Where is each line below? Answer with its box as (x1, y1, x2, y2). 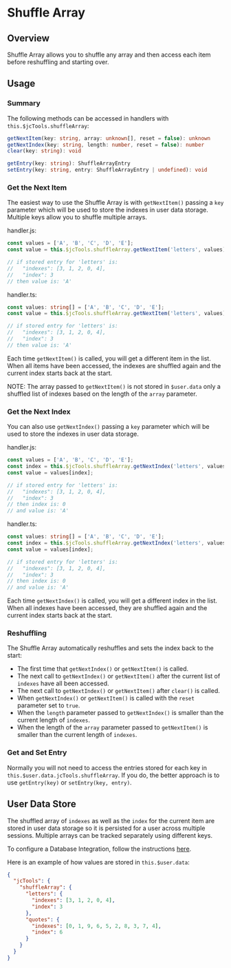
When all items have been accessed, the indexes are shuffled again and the (7, 361, 221, 370)
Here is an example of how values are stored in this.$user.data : (7, 858, 190, 866)
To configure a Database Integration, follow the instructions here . (7, 845, 192, 853)
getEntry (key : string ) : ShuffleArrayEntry (7, 160, 131, 167)
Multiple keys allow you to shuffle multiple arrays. (7, 213, 148, 221)
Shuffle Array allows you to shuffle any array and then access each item (7, 50, 211, 59)
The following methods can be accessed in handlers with (7, 114, 169, 122)
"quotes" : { (25, 916, 60, 923)
